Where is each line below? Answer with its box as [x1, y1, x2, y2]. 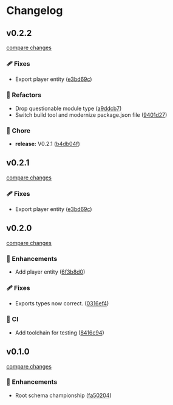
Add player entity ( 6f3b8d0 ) [15, 268, 86, 275]
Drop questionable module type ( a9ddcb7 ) [15, 105, 122, 112]
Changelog [6, 4, 63, 18]
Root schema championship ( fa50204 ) [15, 392, 112, 399]
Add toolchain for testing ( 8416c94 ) [15, 329, 104, 336]
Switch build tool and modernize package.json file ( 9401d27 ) [15, 111, 168, 119]
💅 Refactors [6, 91, 41, 99]
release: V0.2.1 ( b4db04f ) [15, 140, 80, 147]
